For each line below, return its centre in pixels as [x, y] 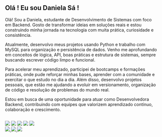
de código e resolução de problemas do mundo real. [57, 90]
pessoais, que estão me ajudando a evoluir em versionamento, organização [81, 85]
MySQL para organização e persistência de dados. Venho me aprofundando [81, 49]
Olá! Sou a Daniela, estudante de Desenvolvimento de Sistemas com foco [78, 19]
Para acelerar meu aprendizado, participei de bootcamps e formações [75, 69]
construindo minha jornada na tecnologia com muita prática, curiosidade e [79, 30]
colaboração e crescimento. [33, 109]
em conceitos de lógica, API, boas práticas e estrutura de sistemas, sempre [81, 55]
